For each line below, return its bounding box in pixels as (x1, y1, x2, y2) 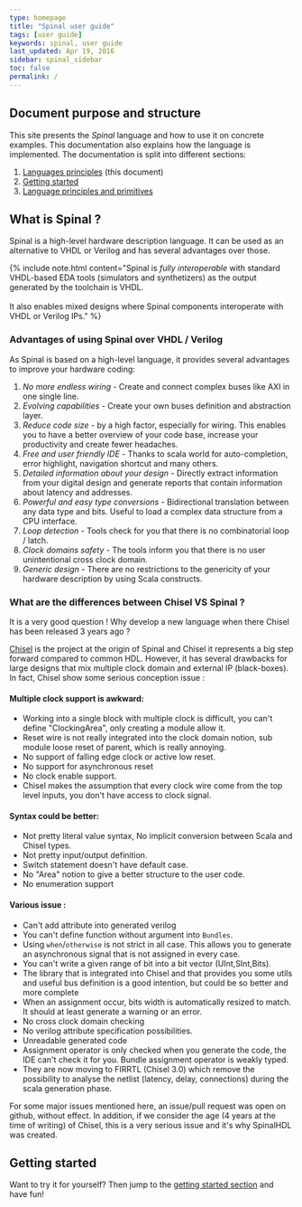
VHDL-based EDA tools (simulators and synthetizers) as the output (9, 272, 257, 283)
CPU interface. (22, 515, 78, 526)
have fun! (9, 1189, 45, 1200)
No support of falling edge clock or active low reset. (22, 751, 216, 762)
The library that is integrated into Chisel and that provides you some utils (22, 967, 293, 978)
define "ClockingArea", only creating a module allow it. (22, 722, 226, 733)
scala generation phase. (22, 1082, 113, 1094)
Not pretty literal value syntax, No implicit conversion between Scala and (22, 831, 293, 842)
